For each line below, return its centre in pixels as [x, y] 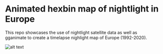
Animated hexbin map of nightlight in [82, 9]
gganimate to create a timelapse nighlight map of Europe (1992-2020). [76, 38]
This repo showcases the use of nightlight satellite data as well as [71, 32]
